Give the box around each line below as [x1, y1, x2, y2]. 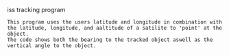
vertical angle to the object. [7, 43, 97, 49]
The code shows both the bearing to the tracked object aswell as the [7, 36, 213, 43]
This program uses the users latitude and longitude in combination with [7, 19, 223, 26]
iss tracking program [7, 6, 66, 13]
